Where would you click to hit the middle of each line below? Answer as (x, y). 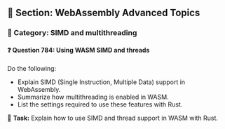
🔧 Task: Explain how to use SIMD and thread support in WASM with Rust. (113, 118)
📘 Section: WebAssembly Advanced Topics (104, 13)
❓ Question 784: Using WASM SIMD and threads (79, 50)
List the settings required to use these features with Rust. (100, 104)
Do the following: (32, 68)
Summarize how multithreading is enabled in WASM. (93, 97)
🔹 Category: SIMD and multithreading (72, 33)
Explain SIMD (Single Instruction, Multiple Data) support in (101, 82)
